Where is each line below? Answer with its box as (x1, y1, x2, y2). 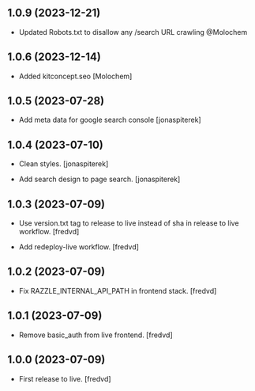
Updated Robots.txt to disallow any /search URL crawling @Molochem (18, 27, 248, 36)
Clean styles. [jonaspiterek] (18, 159, 109, 169)
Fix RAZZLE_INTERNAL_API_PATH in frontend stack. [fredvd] (18, 286, 217, 295)
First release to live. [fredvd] (18, 374, 111, 383)
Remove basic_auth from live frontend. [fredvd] (18, 330, 173, 340)
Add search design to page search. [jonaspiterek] (18, 174, 181, 184)
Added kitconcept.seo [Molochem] (18, 71, 133, 81)
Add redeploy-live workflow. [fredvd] (18, 242, 140, 252)
